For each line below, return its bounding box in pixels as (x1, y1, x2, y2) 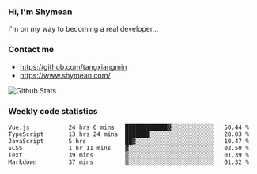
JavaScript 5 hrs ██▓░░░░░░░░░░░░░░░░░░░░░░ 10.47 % (8, 137, 249, 145)
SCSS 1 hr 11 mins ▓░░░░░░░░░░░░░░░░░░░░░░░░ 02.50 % (8, 144, 249, 152)
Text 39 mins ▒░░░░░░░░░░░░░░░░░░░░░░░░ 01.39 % (8, 151, 249, 159)
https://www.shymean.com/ (19, 70, 111, 80)
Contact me (8, 44, 55, 55)
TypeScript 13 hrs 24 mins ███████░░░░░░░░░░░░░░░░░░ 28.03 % (8, 130, 249, 138)
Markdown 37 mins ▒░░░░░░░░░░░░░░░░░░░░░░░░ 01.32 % (8, 157, 249, 166)
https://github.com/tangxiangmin (19, 62, 127, 71)
